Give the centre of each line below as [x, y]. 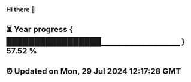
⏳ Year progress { [40, 29]
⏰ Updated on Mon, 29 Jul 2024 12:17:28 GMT [94, 71]
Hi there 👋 [21, 10]
